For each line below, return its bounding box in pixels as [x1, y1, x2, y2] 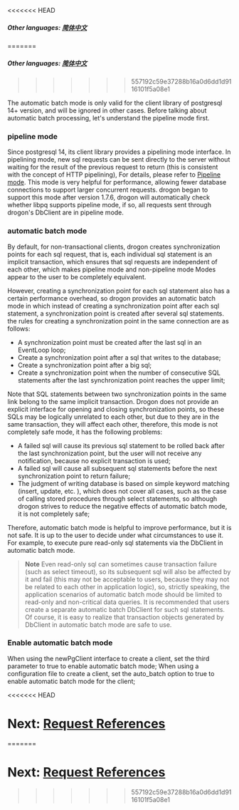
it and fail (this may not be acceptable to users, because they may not [24, 575, 230, 583]
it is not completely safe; [17, 509, 90, 518]
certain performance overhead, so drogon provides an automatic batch [7, 294, 216, 302]
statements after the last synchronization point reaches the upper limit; [17, 375, 225, 384]
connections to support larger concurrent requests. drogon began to [7, 185, 208, 194]
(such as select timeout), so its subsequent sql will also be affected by [24, 567, 231, 576]
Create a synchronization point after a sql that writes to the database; [17, 353, 221, 362]
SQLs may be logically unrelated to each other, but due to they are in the [7, 412, 220, 421]
